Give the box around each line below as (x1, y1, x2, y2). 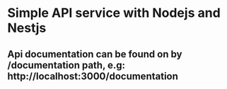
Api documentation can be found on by (7, 48, 182, 60)
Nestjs (7, 20, 47, 36)
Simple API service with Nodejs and (7, 5, 221, 21)
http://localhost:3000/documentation (7, 70, 179, 82)
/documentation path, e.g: (7, 59, 126, 71)
